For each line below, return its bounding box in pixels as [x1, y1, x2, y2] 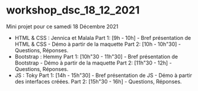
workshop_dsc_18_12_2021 [6, 4, 140, 17]
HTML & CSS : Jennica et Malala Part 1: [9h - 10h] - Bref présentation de [14, 34, 191, 41]
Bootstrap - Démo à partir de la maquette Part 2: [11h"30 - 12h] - [14, 59, 172, 66]
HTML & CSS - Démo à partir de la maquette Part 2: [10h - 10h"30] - [14, 41, 181, 48]
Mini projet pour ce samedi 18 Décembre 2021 [6, 23, 119, 30]
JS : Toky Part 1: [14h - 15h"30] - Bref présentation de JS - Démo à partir [14, 72, 193, 79]
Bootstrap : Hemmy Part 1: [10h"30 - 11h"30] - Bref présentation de [14, 53, 178, 60]
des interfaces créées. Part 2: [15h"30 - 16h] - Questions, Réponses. [14, 77, 182, 85]
